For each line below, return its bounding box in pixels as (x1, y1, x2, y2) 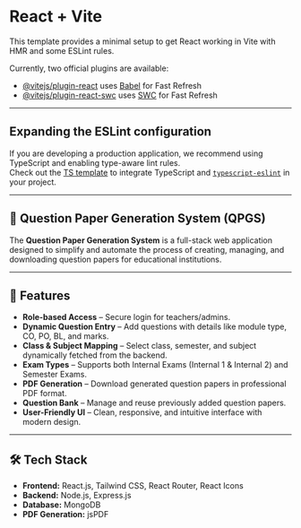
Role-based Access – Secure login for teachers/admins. (21, 312, 231, 323)
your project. (9, 177, 56, 187)
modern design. (21, 417, 82, 428)
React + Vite (9, 6, 103, 27)
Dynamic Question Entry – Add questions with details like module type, (21, 321, 288, 333)
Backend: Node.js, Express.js (21, 490, 132, 501)
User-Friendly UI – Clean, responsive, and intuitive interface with (21, 407, 262, 418)
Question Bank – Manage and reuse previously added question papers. (21, 397, 287, 409)
